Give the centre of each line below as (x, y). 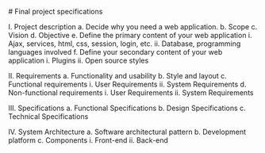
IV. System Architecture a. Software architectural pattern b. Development (127, 132)
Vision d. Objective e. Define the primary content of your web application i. (130, 35)
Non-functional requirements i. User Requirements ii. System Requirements (131, 93)
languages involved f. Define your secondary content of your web (115, 52)
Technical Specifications (48, 117)
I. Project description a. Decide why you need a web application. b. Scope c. (133, 27)
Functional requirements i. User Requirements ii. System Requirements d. (127, 84)
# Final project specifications (56, 11)
